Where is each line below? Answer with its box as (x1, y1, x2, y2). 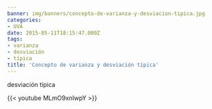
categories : (7, 17, 41, 23)
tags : (7, 36, 23, 43)
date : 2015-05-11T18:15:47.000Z (7, 29, 100, 37)
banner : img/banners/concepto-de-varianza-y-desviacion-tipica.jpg (7, 10, 206, 17)
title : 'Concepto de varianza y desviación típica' (7, 61, 159, 68)
